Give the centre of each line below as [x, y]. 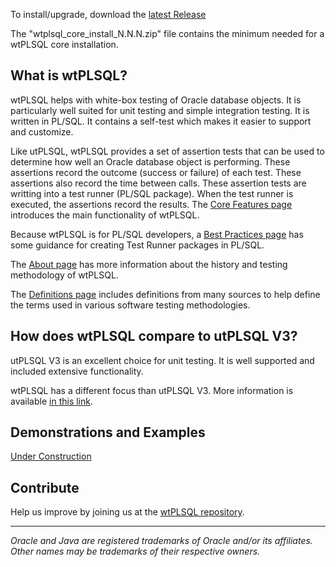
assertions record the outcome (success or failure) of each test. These [156, 172]
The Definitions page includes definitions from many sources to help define [165, 294]
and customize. [42, 131]
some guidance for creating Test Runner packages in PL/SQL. [137, 245]
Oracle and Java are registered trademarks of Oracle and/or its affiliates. [161, 541]
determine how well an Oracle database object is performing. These [150, 161]
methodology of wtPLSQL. [64, 275]
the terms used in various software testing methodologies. [130, 305]
